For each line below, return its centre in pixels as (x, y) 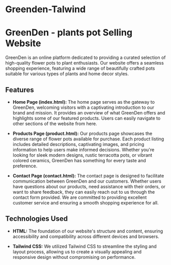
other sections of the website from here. (55, 124)
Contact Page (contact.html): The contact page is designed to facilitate (88, 175)
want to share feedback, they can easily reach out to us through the (84, 192)
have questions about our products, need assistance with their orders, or (89, 186)
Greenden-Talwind (46, 9)
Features (20, 90)
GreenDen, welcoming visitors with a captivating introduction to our (83, 107)
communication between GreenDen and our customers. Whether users (87, 181)
